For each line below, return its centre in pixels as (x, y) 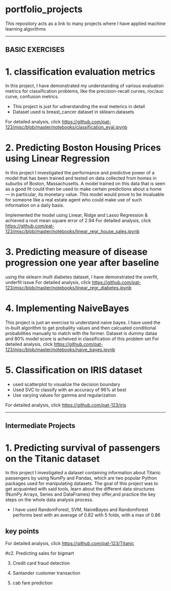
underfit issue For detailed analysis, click (48, 282)
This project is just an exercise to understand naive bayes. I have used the (83, 323)
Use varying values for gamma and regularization (64, 395)
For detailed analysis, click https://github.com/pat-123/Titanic (70, 544)
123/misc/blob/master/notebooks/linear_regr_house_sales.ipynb (73, 232)
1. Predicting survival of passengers (83, 448)
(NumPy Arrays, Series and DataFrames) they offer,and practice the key (81, 494)
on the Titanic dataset (53, 459)
